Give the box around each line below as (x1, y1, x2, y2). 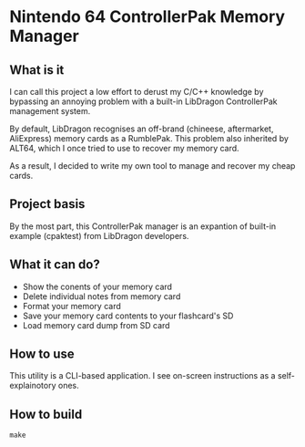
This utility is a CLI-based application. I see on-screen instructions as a (9, 370, 276, 381)
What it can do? (9, 257, 100, 273)
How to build (9, 406, 83, 421)
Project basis (9, 196, 86, 212)
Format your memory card (22, 300, 121, 311)
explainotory (9, 380, 56, 391)
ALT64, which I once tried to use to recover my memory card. (9, 143, 239, 153)
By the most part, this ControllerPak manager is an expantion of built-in (9, 221, 277, 232)
